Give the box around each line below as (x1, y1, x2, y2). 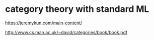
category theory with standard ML (5, 3, 150, 15)
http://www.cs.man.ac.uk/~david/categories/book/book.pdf (5, 29, 128, 35)
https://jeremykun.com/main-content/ (5, 20, 82, 26)
